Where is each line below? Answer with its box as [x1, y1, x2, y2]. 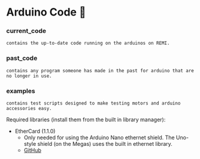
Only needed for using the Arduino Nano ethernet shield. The [23, 134, 175, 141]
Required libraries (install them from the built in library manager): [6, 116, 166, 123]
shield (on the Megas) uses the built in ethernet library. [37, 140, 172, 148]
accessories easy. [6, 106, 52, 112]
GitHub [23, 146, 42, 154]
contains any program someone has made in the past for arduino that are [6, 68, 195, 74]
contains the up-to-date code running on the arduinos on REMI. [6, 40, 170, 47]
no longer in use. [6, 73, 52, 79]
